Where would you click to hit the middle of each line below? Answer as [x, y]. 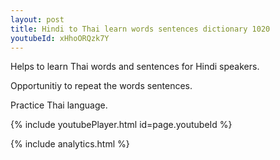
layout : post [37, 19]
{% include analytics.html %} [70, 144]
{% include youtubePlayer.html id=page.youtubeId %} [121, 125]
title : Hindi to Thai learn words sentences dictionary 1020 [140, 29]
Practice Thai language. [59, 105]
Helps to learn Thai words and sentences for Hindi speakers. [135, 67]
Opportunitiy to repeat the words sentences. [101, 86]
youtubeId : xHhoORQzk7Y [60, 38]
